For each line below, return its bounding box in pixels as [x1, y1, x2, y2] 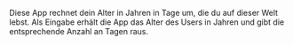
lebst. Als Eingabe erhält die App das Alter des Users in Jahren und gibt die [9, 17, 285, 27]
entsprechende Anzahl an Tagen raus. [9, 26, 149, 36]
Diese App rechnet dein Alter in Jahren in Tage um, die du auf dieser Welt [9, 8, 278, 18]
